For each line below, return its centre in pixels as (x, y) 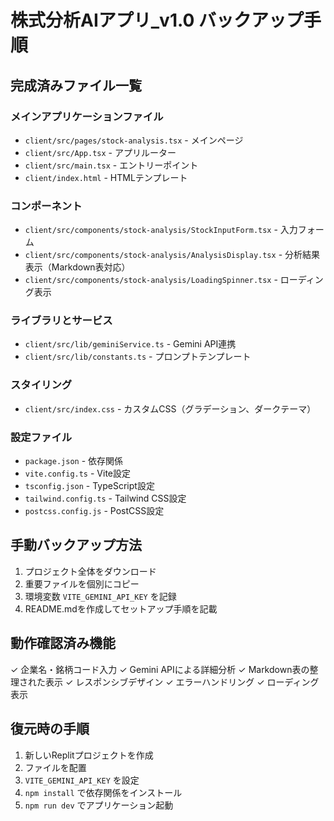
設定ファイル (41, 437)
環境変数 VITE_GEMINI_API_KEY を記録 (100, 596)
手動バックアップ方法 (76, 545)
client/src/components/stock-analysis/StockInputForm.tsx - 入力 (161, 230)
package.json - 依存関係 (74, 461)
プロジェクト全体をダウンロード (90, 571)
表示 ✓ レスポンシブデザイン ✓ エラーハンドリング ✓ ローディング (182, 682)
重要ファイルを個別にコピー (82, 583)
